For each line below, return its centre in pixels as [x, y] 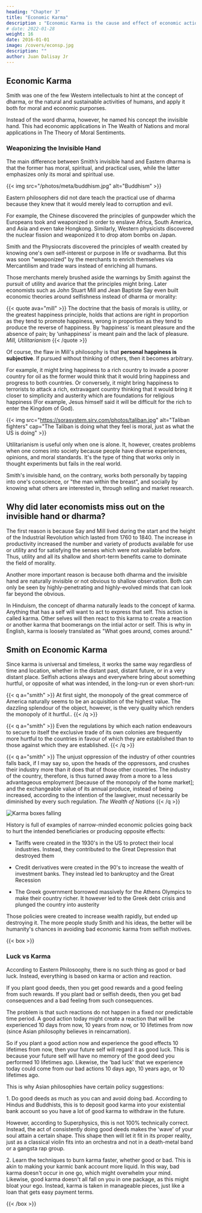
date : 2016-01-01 [28, 40]
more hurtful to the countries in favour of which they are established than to [100, 739]
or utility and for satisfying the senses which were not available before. [94, 550]
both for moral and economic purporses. [57, 108]
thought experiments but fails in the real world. [64, 464]
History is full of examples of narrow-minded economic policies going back [99, 825]
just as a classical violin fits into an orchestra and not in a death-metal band [100, 1142]
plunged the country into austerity [57, 905]
